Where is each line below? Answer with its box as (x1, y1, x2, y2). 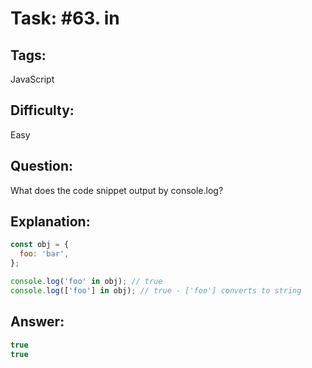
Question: (10, 158, 74, 175)
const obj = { (10, 240, 70, 250)
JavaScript (10, 73, 55, 85)
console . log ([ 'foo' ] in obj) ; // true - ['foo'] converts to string (10, 285, 302, 296)
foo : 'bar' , (19, 249, 70, 259)
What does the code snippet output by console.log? (10, 184, 224, 196)
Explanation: (10, 213, 91, 231)
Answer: (10, 313, 65, 331)
